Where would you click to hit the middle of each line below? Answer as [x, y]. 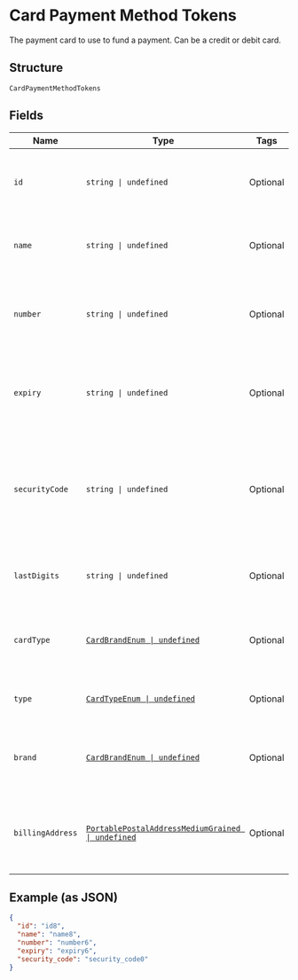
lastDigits [36, 576]
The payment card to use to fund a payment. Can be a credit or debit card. [145, 40]
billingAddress [46, 833]
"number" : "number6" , [57, 943]
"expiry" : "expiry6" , [57, 951]
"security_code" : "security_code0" [83, 959]
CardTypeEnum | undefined [140, 698]
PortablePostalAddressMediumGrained [163, 828]
